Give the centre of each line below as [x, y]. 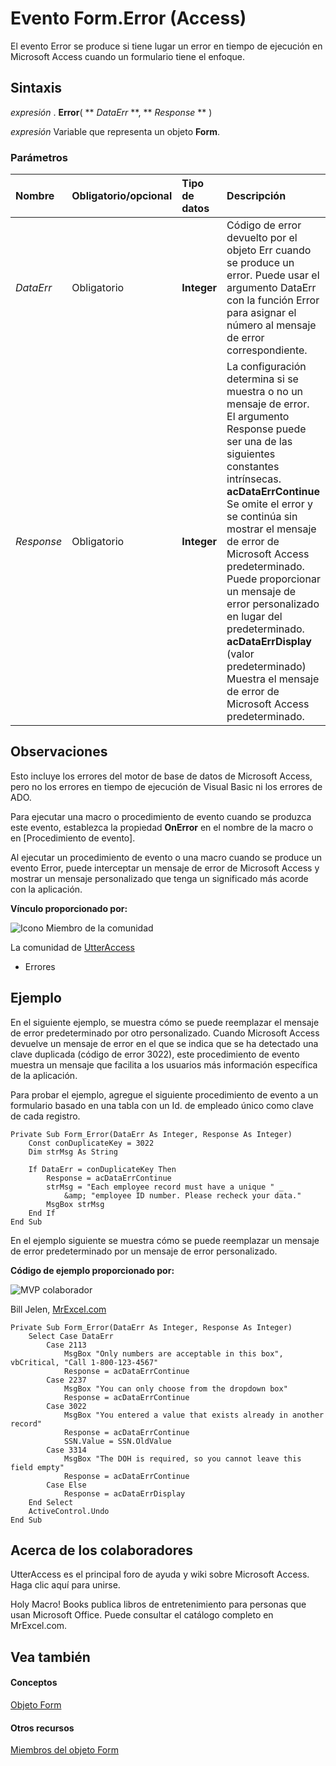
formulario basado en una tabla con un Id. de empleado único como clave [162, 1105]
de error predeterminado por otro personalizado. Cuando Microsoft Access [165, 1033]
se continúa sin [262, 517]
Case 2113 [66, 1345]
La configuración [266, 367]
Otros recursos [42, 1728]
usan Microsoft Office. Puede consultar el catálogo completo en [142, 1615]
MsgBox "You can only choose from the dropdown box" [175, 1388]
